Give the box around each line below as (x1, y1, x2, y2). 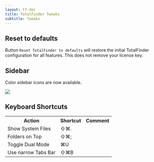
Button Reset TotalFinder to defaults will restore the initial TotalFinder (5, 47, 150, 53)
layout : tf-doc (5, 7, 36, 12)
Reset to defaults (5, 34, 58, 42)
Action (23, 117, 40, 124)
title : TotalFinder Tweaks (5, 12, 60, 17)
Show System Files (7, 125, 51, 132)
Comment (86, 117, 110, 124)
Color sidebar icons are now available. (5, 80, 82, 85)
